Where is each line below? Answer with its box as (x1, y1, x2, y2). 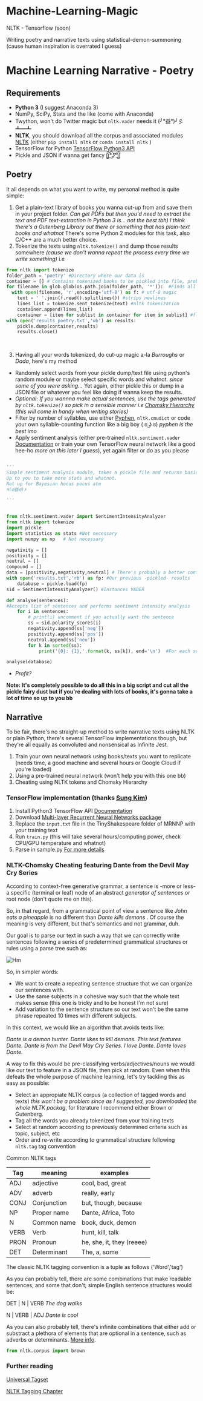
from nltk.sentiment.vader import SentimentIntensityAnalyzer (6, 514, 166, 520)
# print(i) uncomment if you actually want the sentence (28, 614, 174, 620)
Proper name (32, 1208, 69, 1217)
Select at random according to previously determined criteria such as (14, 1123, 188, 1130)
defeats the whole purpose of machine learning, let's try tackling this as (6, 1073, 185, 1080)
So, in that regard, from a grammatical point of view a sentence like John (6, 907, 187, 914)
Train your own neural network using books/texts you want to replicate (14, 753, 192, 760)
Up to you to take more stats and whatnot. (6, 475, 118, 481)
